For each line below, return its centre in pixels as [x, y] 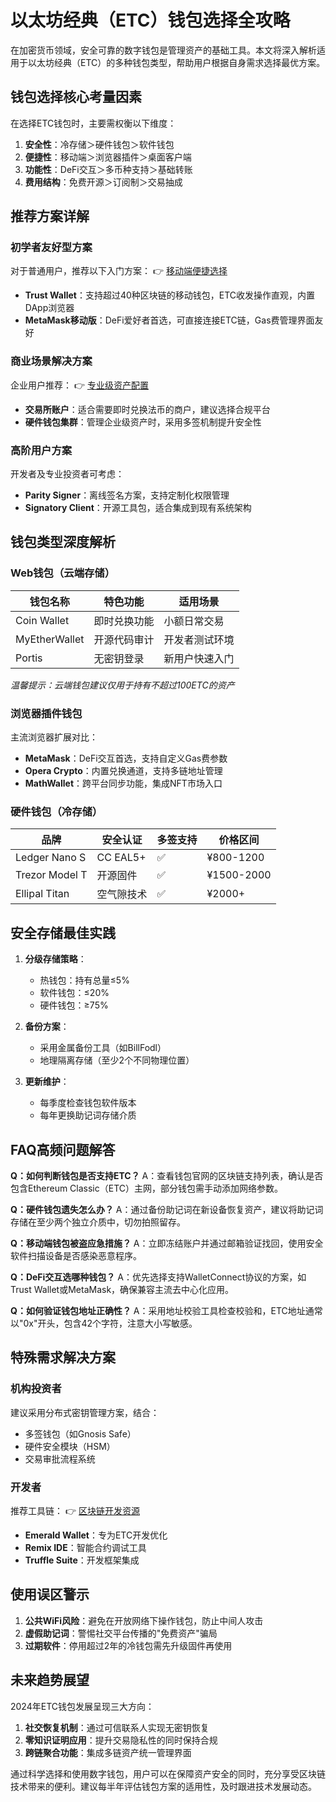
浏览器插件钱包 [46, 713]
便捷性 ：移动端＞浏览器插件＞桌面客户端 [108, 157]
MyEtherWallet [50, 639]
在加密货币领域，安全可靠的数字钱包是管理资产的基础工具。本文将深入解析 [163, 50]
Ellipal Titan [42, 894]
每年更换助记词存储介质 [88, 1115]
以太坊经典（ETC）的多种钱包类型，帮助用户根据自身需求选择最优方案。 [176, 62]
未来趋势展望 [50, 1680]
